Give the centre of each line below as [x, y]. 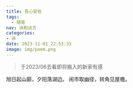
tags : [13, 17]
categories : [20, 33]
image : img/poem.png [31, 50]
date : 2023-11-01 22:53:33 [39, 44]
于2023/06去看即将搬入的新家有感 [62, 66]
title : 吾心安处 [24, 11]
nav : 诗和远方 [21, 28]
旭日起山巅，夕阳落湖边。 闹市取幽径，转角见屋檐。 [68, 79]
